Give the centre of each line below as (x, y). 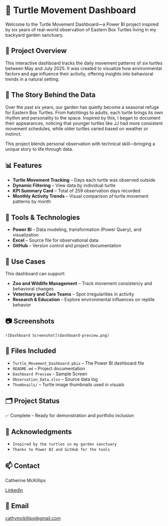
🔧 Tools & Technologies (43, 217)
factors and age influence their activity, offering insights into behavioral (79, 74)
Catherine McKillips (26, 481)
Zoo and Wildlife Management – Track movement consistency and (82, 283)
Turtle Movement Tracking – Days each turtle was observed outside (84, 180)
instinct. (13, 134)
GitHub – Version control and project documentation (67, 246)
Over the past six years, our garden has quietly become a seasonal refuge (82, 107)
